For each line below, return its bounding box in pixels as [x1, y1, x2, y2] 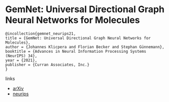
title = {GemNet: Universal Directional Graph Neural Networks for [5, 36, 151, 41]
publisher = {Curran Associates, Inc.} [5, 62, 90, 67]
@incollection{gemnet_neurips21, [5, 31, 76, 36]
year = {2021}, [5, 57, 38, 63]
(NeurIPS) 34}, [5, 53, 38, 58]
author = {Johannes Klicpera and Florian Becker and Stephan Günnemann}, [5, 44, 165, 49]
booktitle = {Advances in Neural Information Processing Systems [5, 49, 146, 54]
